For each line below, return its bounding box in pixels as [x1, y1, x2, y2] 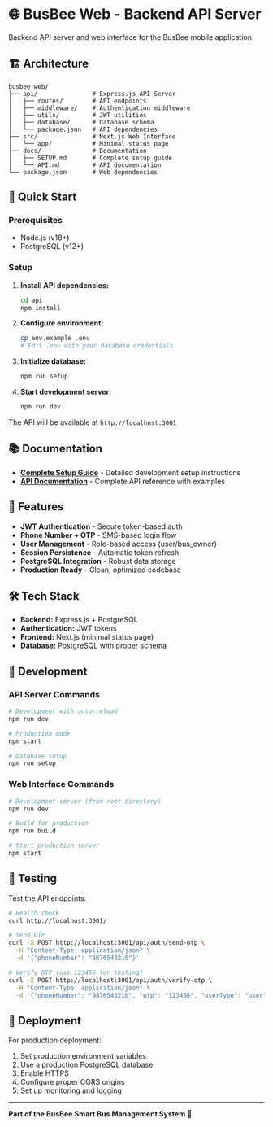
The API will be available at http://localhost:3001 [8, 417, 177, 427]
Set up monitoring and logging [19, 1086, 122, 1095]
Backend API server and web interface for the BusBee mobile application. [8, 32, 254, 41]
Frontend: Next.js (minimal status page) [19, 632, 154, 642]
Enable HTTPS [19, 1068, 69, 1078]
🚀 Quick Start [8, 190, 77, 204]
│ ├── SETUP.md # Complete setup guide [8, 154, 173, 162]
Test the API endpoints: [8, 893, 87, 903]
